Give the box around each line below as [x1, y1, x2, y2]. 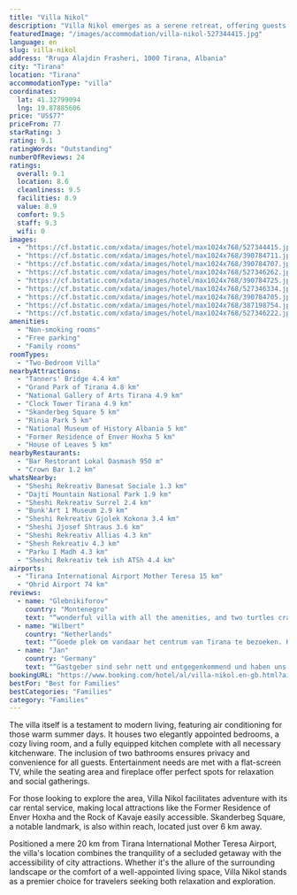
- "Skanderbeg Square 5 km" [17, 408, 121, 417]
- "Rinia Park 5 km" [17, 416, 93, 425]
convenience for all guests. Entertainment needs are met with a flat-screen [9, 757, 281, 768]
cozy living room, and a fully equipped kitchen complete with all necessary [9, 738, 281, 749]
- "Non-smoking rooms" [17, 325, 101, 334]
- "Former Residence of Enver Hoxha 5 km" [17, 432, 176, 441]
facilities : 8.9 [17, 194, 77, 203]
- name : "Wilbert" [17, 621, 86, 631]
